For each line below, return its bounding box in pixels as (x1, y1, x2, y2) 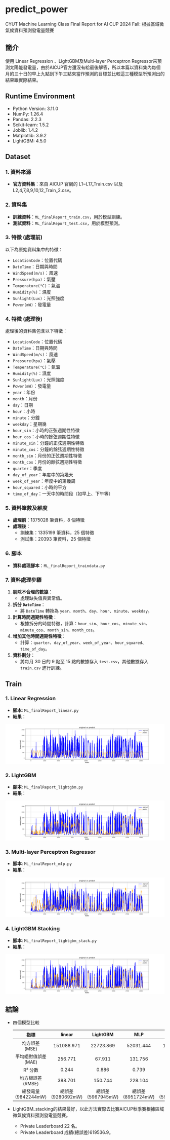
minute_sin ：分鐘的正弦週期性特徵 (12, 440, 84, 446)
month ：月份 (12, 396, 38, 402)
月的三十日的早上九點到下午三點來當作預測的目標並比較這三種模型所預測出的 (5, 70, 165, 77)
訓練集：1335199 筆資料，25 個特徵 (20, 529, 95, 536)
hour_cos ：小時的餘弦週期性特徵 (12, 434, 80, 440)
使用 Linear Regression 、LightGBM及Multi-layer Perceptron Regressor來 (5, 58, 158, 64)
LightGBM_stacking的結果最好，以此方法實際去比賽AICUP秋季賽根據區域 (12, 1106, 164, 1112)
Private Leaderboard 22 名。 (20, 1123, 80, 1129)
